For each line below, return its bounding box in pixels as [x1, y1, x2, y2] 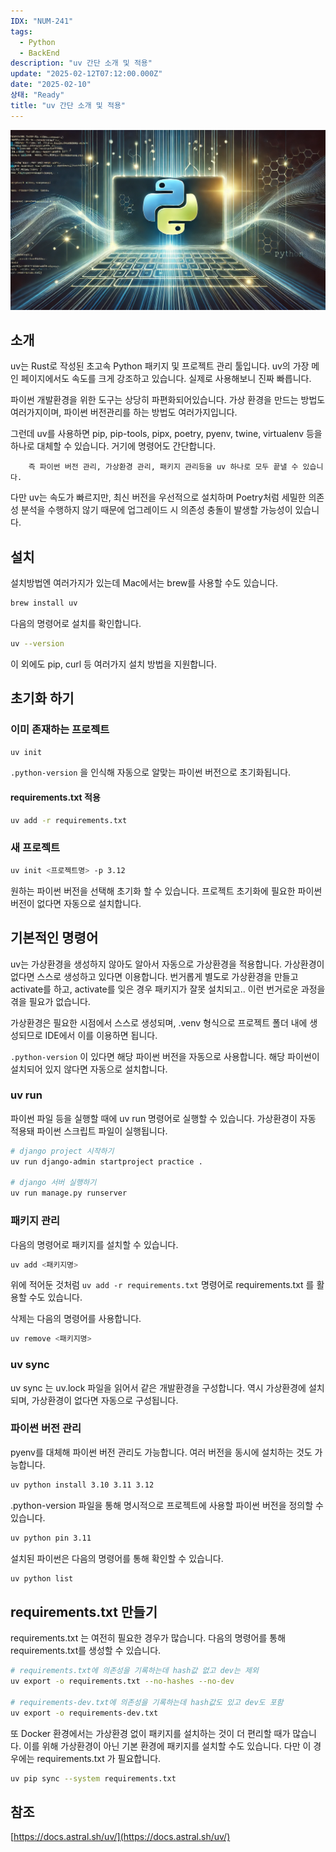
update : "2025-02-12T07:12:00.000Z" [10, 69, 163, 79]
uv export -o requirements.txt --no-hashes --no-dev [10, 1676, 235, 1687]
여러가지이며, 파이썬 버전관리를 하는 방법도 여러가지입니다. [10, 406, 238, 419]
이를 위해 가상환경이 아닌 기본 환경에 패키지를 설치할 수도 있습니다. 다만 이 [23, 1740, 312, 1752]
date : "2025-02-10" [10, 80, 92, 90]
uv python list [10, 1573, 74, 1584]
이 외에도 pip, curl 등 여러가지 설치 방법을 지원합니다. [10, 658, 217, 670]
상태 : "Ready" [10, 90, 65, 100]
